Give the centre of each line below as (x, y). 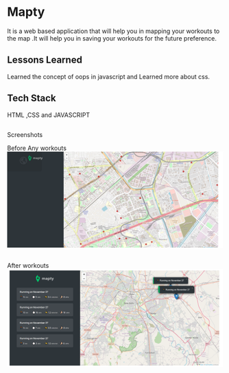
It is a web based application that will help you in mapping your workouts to (113, 31)
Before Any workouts (37, 148)
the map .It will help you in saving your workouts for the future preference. (112, 38)
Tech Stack (32, 98)
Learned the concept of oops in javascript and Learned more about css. (109, 76)
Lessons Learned (45, 60)
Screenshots (25, 134)
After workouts (28, 265)
